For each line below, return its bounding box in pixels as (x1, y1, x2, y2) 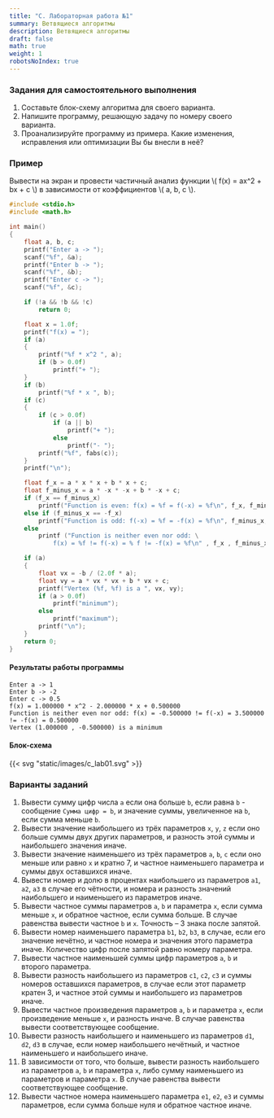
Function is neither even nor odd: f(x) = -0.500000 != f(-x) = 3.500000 (9, 709, 265, 717)
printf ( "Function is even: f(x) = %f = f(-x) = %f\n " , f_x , (38, 502, 246, 510)
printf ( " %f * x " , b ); (38, 388, 115, 397)
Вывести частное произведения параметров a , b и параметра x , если (20, 1005, 263, 1015)
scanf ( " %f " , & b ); (24, 268, 83, 277)
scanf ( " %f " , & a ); (24, 253, 83, 261)
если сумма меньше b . (20, 815, 101, 825)
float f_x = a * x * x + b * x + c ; (24, 479, 149, 487)
